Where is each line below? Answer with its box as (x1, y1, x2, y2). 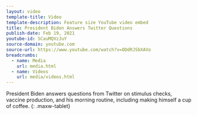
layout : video (6, 8, 41, 15)
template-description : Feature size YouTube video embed (6, 19, 149, 25)
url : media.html (16, 63, 57, 69)
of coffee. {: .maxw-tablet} (6, 103, 71, 110)
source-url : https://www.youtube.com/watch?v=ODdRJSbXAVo (6, 47, 151, 53)
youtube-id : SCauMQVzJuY (6, 36, 67, 42)
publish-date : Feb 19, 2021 (6, 31, 75, 36)
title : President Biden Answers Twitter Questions (6, 25, 133, 31)
